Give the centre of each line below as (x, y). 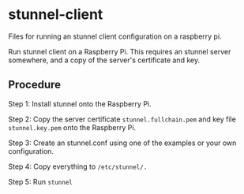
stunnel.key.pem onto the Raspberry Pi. (72, 127)
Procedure (35, 85)
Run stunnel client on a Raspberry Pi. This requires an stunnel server (120, 51)
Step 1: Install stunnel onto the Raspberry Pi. (80, 103)
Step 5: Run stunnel (40, 181)
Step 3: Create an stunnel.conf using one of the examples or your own (122, 143)
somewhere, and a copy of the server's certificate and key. (104, 60)
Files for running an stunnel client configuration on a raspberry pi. (115, 36)
